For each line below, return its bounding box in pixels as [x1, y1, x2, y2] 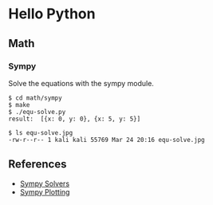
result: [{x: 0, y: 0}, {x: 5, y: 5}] [8, 115, 141, 123]
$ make [8, 101, 30, 108]
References [8, 157, 67, 171]
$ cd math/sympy [8, 93, 62, 102]
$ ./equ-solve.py [8, 108, 66, 116]
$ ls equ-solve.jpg [8, 128, 73, 136]
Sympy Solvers [19, 179, 70, 188]
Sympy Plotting [19, 187, 70, 196]
